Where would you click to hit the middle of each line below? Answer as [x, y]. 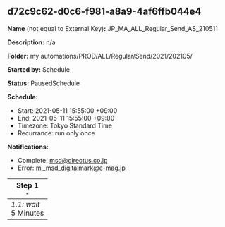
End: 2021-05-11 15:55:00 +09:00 [66, 118]
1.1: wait [25, 204]
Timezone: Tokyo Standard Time [65, 125]
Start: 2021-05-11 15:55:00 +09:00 [67, 110]
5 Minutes [28, 213]
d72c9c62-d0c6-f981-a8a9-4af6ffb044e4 [104, 12]
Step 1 [28, 185]
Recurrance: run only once [56, 133]
